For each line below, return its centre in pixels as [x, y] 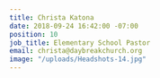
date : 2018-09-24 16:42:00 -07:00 [74, 26]
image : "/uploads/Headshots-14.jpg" [78, 59]
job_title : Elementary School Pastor [80, 43]
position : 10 [34, 34]
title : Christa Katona [52, 17]
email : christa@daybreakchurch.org [76, 51]
